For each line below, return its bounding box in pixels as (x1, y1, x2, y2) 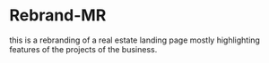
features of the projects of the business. (9, 43, 158, 54)
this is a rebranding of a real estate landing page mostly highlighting (9, 35, 260, 45)
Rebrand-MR (9, 5, 107, 26)
